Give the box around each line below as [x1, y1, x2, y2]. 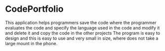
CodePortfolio [5, 3, 64, 15]
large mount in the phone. [5, 40, 58, 46]
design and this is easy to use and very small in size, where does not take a [5, 35, 159, 41]
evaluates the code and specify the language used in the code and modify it [5, 25, 160, 30]
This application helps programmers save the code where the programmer [5, 20, 157, 25]
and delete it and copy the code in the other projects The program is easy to [5, 30, 161, 36]
